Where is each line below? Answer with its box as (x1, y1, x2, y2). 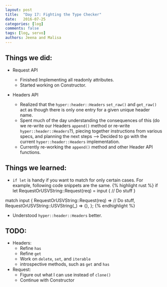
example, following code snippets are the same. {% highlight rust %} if (12, 182, 158, 188)
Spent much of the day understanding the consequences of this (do (19, 117, 160, 123)
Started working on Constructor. (19, 82, 86, 88)
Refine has (19, 245, 41, 251)
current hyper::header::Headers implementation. (19, 138, 120, 144)
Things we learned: (5, 163, 67, 172)
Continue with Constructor (19, 277, 75, 283)
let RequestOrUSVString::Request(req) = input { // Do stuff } (12, 187, 136, 193)
